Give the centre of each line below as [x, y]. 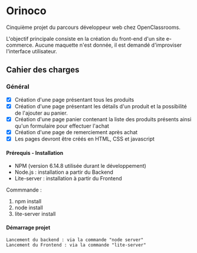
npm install [28, 202]
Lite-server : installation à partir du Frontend [68, 179]
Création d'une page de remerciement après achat [76, 132]
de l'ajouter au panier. [41, 113]
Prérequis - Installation [35, 153]
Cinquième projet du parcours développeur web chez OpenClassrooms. [93, 27]
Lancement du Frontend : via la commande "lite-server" [76, 245]
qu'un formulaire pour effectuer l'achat [62, 126]
